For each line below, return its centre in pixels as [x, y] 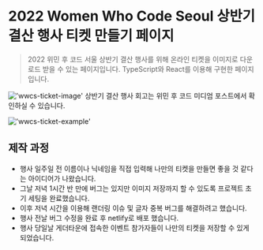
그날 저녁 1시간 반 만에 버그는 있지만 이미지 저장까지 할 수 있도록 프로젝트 [131, 188]
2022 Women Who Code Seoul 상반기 [131, 16]
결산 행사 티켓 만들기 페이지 [91, 36]
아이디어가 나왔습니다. [62, 178]
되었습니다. [37, 237]
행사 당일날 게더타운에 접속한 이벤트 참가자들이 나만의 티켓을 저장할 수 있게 [135, 228]
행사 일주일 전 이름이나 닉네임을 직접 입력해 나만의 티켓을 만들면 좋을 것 [129, 168]
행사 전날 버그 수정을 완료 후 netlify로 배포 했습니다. [99, 218]
